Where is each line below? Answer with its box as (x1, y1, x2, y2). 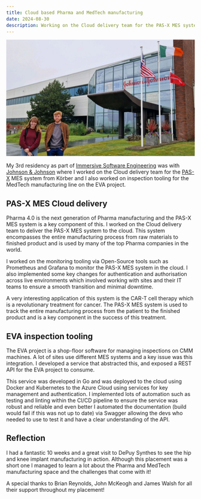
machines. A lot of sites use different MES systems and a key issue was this (6, 354, 193, 361)
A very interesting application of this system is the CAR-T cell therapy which (6, 295, 194, 302)
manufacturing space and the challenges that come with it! (6, 468, 151, 475)
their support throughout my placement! (6, 486, 105, 493)
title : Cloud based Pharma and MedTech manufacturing (6, 10, 144, 16)
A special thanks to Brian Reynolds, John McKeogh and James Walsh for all (6, 479, 193, 487)
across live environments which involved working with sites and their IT (6, 277, 182, 284)
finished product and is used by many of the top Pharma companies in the (6, 240, 189, 247)
